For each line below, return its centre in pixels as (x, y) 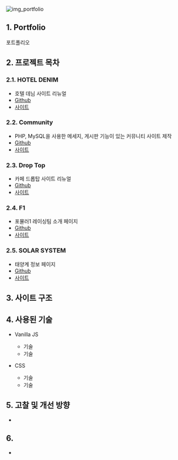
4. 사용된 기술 (29, 320)
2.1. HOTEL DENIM (32, 80)
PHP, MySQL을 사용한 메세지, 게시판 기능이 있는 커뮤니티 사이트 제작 (93, 136)
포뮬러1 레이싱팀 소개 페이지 (46, 221)
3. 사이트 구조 (29, 298)
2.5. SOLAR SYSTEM (36, 251)
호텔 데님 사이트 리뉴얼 (40, 93)
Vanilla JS (26, 334)
